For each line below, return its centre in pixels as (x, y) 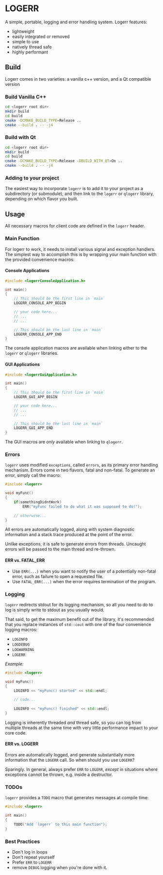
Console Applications (27, 271)
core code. (16, 733)
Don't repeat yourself (33, 857)
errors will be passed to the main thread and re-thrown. (60, 549)
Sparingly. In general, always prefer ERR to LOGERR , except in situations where (81, 770)
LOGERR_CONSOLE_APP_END (38, 334)
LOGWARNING (23, 649)
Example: (14, 664)
